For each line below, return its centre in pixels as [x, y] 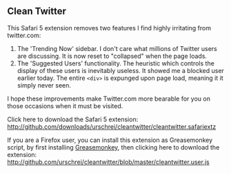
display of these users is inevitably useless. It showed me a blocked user [120, 70]
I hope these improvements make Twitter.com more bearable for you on [109, 99]
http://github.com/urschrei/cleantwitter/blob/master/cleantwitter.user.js [108, 162]
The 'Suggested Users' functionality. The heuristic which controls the [116, 63]
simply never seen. [44, 85]
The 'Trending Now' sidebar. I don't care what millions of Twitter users [117, 48]
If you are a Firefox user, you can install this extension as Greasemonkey [110, 140]
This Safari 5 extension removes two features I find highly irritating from [109, 28]
